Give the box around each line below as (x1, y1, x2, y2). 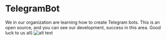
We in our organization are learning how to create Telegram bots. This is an (5, 19, 160, 25)
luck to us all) (5, 30, 33, 36)
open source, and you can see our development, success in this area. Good (5, 24, 161, 30)
